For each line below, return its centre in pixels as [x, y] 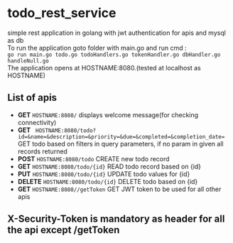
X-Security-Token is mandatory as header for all [116, 219]
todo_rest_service [62, 13]
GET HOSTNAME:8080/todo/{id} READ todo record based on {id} [109, 166]
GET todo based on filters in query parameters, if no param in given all [120, 144]
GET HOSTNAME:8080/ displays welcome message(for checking [108, 114]
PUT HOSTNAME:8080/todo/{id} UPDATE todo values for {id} [104, 174]
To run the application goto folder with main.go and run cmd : [97, 48]
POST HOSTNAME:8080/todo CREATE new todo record [93, 158]
